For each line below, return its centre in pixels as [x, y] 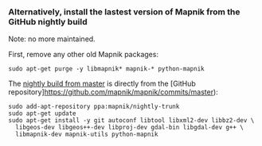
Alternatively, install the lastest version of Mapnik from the [124, 12]
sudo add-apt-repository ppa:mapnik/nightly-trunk [94, 107]
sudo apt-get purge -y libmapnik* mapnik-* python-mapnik [106, 69]
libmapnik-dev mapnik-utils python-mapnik [87, 134]
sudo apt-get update [43, 113]
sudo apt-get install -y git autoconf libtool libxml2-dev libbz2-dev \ [131, 121]
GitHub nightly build [48, 21]
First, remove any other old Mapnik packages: [84, 55]
